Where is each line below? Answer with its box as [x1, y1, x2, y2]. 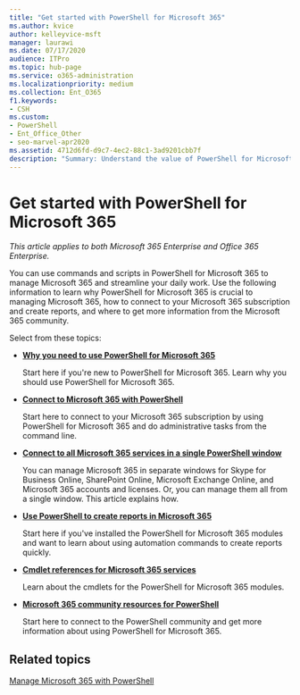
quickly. [21, 547, 52, 558]
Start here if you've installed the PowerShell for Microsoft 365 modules [21, 528, 284, 539]
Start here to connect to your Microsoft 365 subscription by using [21, 412, 264, 423]
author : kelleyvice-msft [9, 29, 102, 38]
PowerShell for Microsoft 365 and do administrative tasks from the [21, 421, 267, 431]
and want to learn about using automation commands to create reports [21, 538, 283, 548]
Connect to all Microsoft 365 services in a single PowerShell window [21, 448, 282, 458]
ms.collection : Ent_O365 [9, 88, 102, 96]
